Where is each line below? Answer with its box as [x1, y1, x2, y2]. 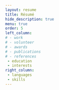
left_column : [5, 30, 32, 35]
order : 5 [5, 26, 23, 31]
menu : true [5, 21, 28, 26]
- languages [7, 72, 32, 77]
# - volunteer [5, 40, 35, 45]
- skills [7, 77, 26, 82]
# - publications [5, 49, 41, 54]
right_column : [5, 68, 35, 73]
